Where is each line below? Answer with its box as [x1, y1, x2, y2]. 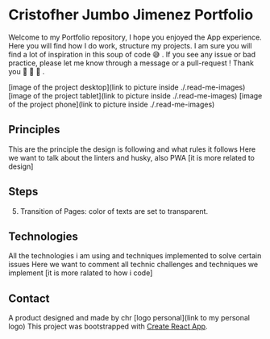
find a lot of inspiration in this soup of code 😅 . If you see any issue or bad [8, 49, 256, 59]
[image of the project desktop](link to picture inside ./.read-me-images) [8, 82, 246, 92]
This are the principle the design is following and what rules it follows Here [8, 144, 256, 154]
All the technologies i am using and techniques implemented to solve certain [8, 251, 262, 261]
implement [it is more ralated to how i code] [8, 268, 153, 278]
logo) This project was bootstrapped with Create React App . [8, 321, 208, 332]
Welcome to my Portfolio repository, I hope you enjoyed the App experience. [8, 32, 262, 42]
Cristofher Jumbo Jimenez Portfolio [8, 6, 254, 24]
